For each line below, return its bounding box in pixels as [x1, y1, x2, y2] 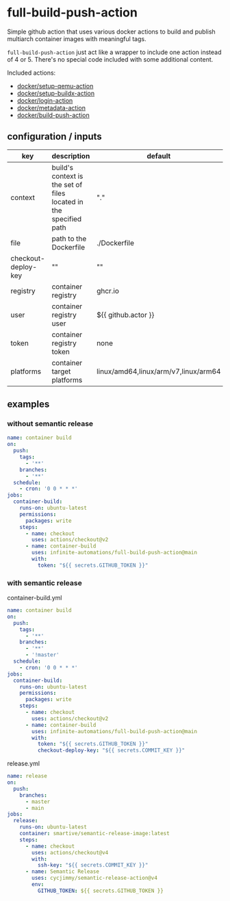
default [146, 151, 171, 160]
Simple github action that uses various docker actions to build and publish [7, 27, 216, 36]
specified [51, 214, 82, 223]
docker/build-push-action [16, 111, 90, 119]
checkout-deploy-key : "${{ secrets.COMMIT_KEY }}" [37, 747, 186, 754]
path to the [51, 234, 87, 243]
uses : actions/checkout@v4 [31, 849, 109, 856]
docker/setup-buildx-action [16, 89, 95, 97]
